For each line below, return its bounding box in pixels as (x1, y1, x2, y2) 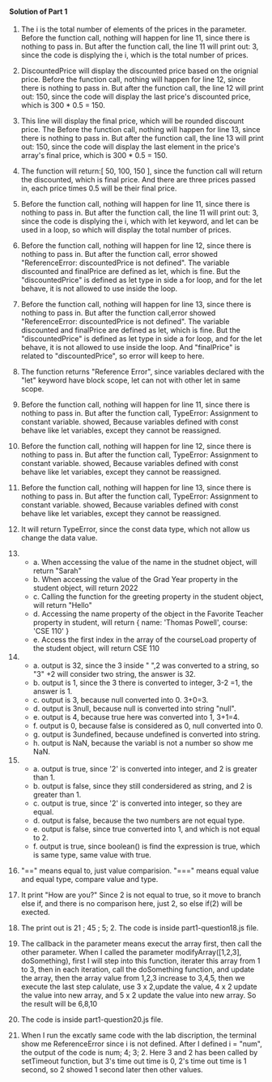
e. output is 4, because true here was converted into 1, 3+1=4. (32, 712, 240, 722)
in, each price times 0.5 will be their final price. (20, 183, 177, 194)
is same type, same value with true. (32, 850, 152, 860)
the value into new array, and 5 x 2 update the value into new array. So (20, 990, 257, 1000)
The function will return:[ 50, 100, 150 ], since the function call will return (20, 166, 263, 176)
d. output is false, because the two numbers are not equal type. (32, 815, 245, 826)
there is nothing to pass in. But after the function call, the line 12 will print (20, 83, 264, 93)
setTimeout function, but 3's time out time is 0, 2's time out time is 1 (20, 1056, 247, 1066)
